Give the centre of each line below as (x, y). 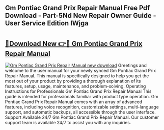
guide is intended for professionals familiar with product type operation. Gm (82, 97)
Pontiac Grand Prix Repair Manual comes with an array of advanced (74, 102)
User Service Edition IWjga (47, 23)
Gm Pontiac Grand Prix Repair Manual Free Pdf (78, 8)
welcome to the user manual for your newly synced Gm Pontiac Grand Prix (81, 71)
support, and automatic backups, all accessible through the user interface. (81, 112)
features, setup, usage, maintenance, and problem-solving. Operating (76, 86)
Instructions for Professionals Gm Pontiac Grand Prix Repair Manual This (78, 91)
